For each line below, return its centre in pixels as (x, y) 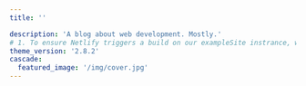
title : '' (28, 18)
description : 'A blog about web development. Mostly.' (116, 34)
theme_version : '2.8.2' (55, 51)
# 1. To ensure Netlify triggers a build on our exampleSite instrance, (150, 43)
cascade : (26, 60)
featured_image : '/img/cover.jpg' (83, 68)
